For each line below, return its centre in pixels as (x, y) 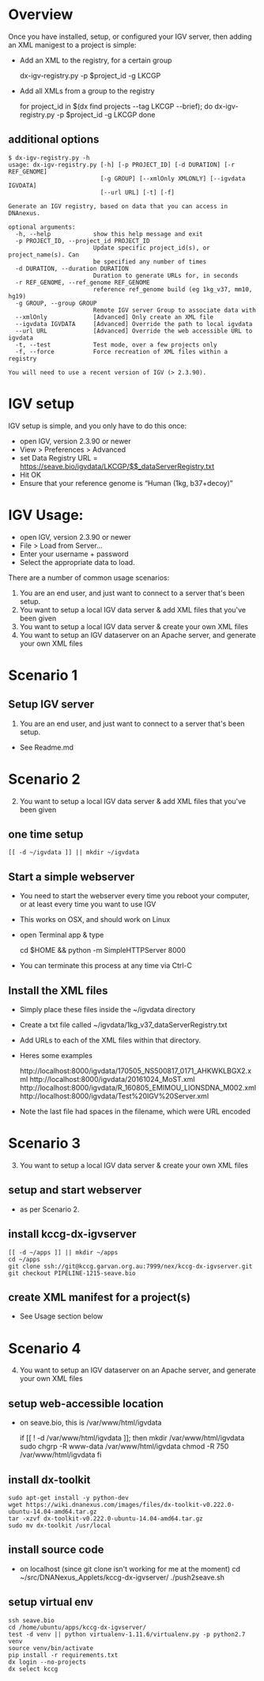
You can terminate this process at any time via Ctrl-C (106, 966)
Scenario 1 (43, 675)
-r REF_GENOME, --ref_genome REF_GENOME (83, 283)
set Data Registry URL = (59, 457)
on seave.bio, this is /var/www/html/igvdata (91, 1423)
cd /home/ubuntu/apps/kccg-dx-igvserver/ (77, 1627)
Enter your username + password (74, 554)
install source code (56, 1550)
